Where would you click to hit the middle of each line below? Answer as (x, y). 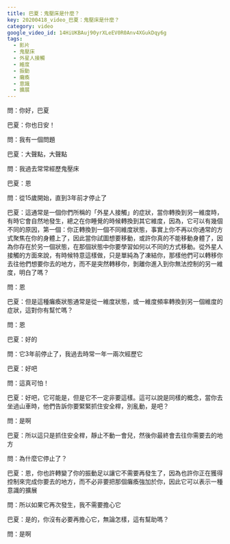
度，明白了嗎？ (28, 272)
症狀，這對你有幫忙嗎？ (40, 310)
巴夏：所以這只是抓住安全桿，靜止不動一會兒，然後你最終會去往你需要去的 (112, 436)
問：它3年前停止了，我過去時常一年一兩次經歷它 (75, 354)
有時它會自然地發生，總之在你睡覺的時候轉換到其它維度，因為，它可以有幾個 (115, 221)
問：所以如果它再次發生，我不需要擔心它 (64, 505)
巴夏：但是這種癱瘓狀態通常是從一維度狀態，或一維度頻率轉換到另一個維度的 (115, 302)
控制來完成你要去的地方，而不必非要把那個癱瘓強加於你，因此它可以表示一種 (115, 482)
